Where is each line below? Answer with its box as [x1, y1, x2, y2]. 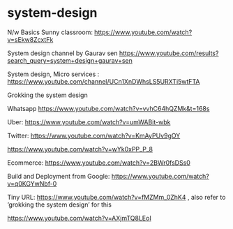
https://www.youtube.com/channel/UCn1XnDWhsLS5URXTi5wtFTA [7, 77, 200, 85]
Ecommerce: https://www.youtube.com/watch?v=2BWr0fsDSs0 [7, 158, 190, 167]
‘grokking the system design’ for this [7, 200, 112, 209]
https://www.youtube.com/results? [119, 49, 219, 57]
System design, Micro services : [7, 70, 100, 78]
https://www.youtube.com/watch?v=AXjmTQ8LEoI [7, 214, 151, 222]
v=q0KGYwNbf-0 [7, 179, 57, 188]
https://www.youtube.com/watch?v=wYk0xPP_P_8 [7, 145, 153, 153]
